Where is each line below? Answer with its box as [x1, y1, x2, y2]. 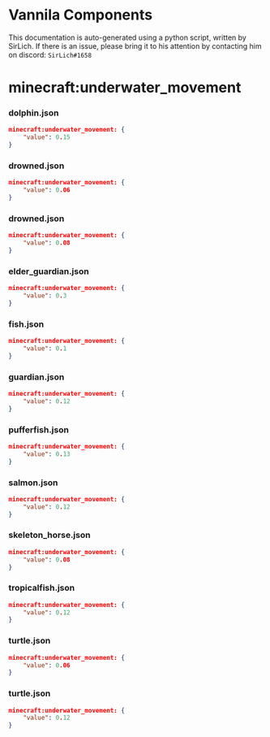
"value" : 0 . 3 [23, 292, 67, 300]
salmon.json [8, 477, 58, 488]
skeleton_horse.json [8, 530, 91, 541]
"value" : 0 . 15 [23, 133, 71, 141]
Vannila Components [8, 6, 152, 24]
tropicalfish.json [8, 583, 75, 594]
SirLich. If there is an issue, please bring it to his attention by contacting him [8, 41, 262, 50]
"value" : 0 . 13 [23, 449, 71, 458]
